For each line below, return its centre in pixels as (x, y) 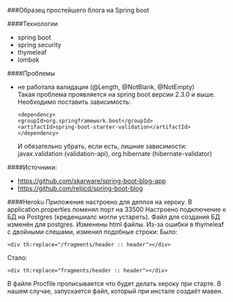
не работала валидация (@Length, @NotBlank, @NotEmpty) (106, 87)
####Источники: (32, 167)
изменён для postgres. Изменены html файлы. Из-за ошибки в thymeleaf (116, 224)
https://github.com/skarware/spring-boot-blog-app (92, 181)
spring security (39, 45)
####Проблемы (31, 73)
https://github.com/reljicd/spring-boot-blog (80, 188)
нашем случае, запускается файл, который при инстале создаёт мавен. (115, 291)
